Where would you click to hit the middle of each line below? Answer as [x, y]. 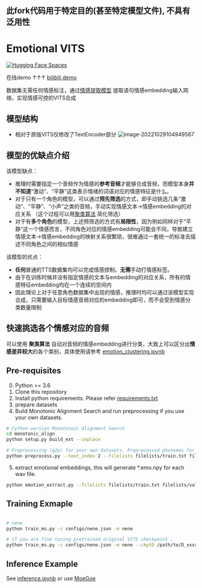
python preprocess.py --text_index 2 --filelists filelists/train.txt [96, 456]
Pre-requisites [34, 371]
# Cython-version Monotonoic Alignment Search [66, 428]
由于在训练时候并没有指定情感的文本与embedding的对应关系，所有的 [100, 277]
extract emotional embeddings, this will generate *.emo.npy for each [99, 467]
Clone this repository [41, 391]
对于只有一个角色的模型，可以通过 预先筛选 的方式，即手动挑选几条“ [98, 198]
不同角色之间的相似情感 [49, 244]
